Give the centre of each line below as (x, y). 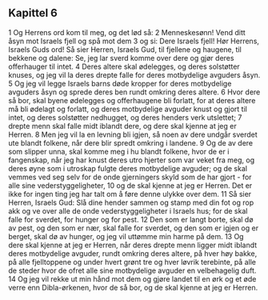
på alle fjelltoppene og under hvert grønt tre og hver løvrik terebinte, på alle (132, 262)
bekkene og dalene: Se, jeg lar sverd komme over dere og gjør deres (121, 58)
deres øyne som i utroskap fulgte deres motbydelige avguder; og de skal (128, 168)
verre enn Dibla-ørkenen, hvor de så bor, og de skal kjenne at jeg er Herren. (133, 287)
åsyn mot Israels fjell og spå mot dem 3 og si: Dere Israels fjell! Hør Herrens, (134, 41)
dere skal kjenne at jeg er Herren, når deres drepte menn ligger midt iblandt (133, 245)
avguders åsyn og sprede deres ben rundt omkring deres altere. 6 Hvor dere (134, 92)
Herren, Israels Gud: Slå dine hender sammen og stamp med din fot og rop (131, 202)
